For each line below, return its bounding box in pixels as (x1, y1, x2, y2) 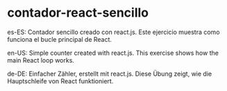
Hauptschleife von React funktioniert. (7, 76, 114, 85)
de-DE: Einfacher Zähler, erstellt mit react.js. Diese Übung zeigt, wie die (7, 69, 212, 78)
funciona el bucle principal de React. (7, 35, 112, 43)
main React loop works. (7, 56, 75, 64)
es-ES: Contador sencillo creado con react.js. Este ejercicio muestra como (7, 28, 220, 36)
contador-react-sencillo (7, 5, 149, 21)
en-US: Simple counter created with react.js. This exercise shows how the (7, 49, 219, 57)
